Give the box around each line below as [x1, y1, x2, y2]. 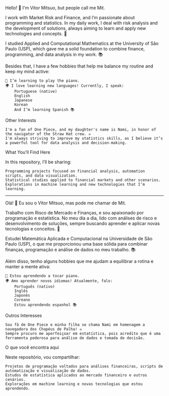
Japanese [14, 98, 33, 103]
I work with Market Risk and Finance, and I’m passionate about [5, 15, 135, 20]
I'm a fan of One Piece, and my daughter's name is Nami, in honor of [5, 127, 156, 132]
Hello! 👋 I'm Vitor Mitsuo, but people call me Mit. [5, 5, 105, 11]
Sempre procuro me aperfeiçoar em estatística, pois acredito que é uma [5, 331, 161, 336]
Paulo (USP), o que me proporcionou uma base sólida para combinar [5, 241, 148, 247]
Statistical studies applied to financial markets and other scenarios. [5, 178, 161, 183]
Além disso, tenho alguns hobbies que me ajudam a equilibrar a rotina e [5, 258, 154, 264]
